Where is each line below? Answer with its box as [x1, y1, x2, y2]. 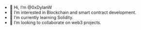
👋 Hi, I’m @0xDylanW [9, 5, 52, 10]
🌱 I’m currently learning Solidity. [9, 15, 74, 20]
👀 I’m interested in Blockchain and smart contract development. [9, 10, 137, 15]
